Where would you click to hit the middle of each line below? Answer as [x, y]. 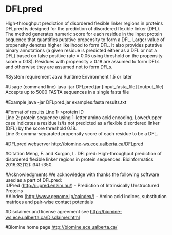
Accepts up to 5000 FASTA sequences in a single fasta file [67, 92]
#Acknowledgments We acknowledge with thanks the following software [82, 174]
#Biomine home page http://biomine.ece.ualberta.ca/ [61, 227]
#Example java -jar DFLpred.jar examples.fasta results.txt [66, 102]
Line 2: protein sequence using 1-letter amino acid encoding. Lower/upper [83, 117]
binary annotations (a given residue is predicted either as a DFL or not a [81, 50]
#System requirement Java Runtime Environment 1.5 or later [69, 76]
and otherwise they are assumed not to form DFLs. [59, 67]
